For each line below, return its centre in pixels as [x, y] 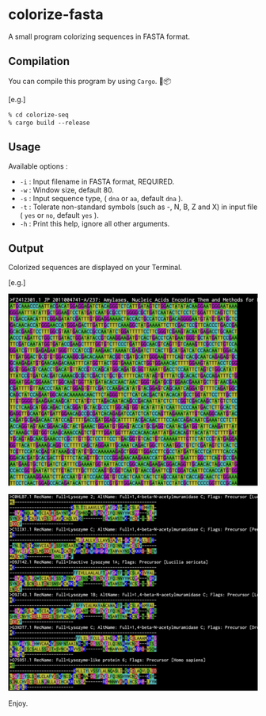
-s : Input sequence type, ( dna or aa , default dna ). [101, 198]
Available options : [38, 166]
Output [26, 248]
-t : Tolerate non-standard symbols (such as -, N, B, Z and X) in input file [139, 207]
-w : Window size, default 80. [67, 190]
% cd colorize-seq [38, 115]
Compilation [39, 61]
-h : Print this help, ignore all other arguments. [95, 223]
